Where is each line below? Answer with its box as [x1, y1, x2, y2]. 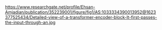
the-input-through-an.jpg [5, 19, 56, 25]
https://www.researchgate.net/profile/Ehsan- [5, 4, 95, 10]
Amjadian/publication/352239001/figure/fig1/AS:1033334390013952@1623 [5, 9, 156, 15]
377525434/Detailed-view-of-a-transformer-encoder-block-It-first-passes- [5, 15, 157, 20]
